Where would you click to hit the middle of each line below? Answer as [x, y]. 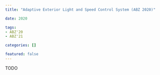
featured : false [22, 54]
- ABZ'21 [14, 37]
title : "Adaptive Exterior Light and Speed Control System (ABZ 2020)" [80, 10]
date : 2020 [16, 18]
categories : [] [21, 45]
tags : [11, 27]
